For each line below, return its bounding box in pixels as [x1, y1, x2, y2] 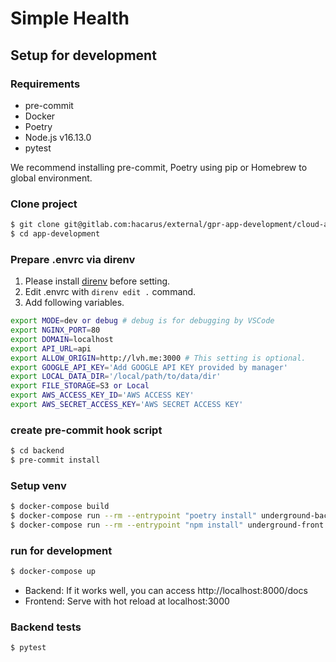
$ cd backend [10, 446, 65, 456]
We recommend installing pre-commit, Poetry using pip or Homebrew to [10, 161, 308, 173]
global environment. [10, 172, 93, 184]
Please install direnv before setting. [24, 275, 171, 287]
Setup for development [10, 47, 157, 64]
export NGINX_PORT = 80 [10, 325, 101, 336]
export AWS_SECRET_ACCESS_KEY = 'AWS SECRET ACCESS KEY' [10, 400, 244, 410]
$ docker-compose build [10, 502, 110, 512]
